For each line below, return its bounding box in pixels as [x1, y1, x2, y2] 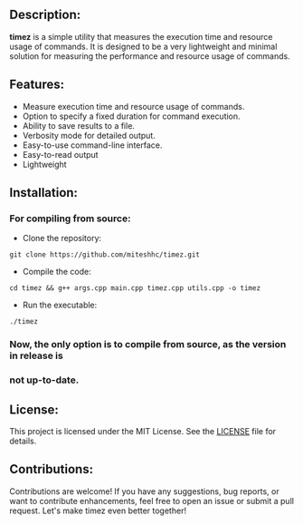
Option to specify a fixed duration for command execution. [22, 111, 241, 122]
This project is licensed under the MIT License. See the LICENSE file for [9, 425, 277, 436]
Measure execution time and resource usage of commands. [22, 101, 245, 112]
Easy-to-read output [22, 149, 99, 160]
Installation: [9, 185, 79, 200]
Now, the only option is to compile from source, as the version [9, 338, 287, 351]
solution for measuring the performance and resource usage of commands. [9, 50, 291, 62]
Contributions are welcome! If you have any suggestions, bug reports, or [9, 485, 279, 497]
